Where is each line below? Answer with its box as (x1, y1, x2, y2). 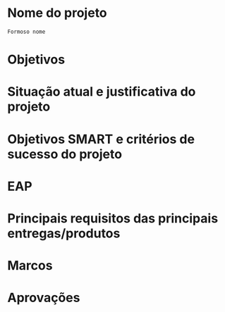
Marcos (7, 258, 53, 274)
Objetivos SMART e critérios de (7, 131, 195, 147)
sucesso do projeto (7, 146, 122, 162)
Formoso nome (7, 28, 46, 35)
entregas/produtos (7, 225, 121, 241)
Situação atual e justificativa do (7, 84, 196, 100)
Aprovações (7, 290, 80, 306)
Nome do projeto (7, 5, 107, 21)
